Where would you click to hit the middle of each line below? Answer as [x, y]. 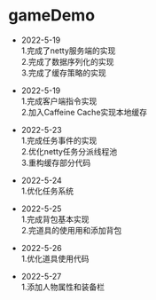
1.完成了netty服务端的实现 [68, 51]
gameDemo [51, 16]
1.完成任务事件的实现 [59, 140]
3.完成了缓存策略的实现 [64, 73]
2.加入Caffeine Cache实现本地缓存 [84, 112]
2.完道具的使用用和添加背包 [71, 230]
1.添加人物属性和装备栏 [63, 287]
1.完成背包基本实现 [55, 219]
